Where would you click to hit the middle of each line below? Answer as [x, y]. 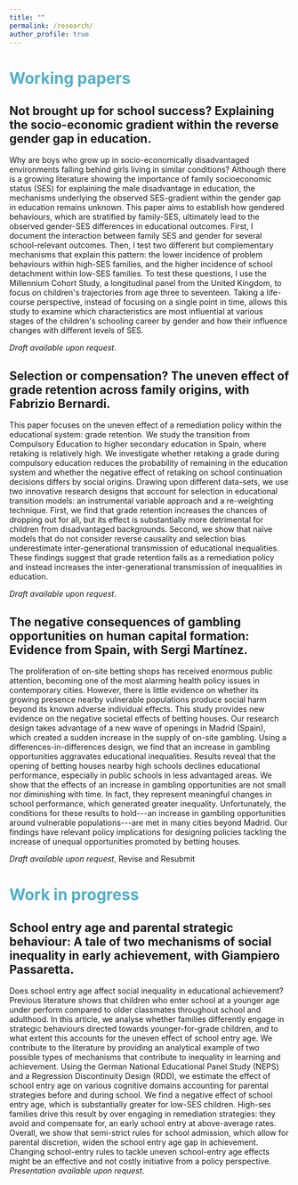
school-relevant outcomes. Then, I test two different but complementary [141, 245]
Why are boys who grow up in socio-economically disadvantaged [129, 160]
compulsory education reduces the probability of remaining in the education [149, 463]
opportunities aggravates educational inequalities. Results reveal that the [142, 756]
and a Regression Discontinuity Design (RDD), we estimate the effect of [140, 1076]
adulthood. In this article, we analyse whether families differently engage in [147, 1019]
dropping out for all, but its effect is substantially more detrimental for [137, 520]
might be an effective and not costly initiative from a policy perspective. [140, 1161]
